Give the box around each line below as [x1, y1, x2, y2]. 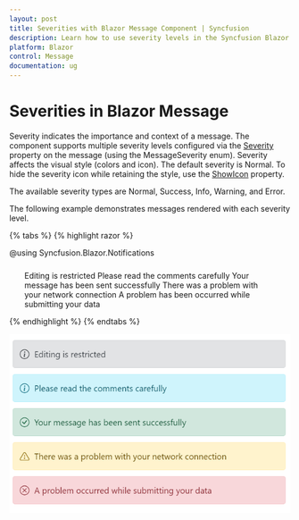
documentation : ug [9, 62, 78, 71]
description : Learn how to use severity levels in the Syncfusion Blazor [9, 33, 290, 42]
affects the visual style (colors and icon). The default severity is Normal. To [9, 159, 286, 170]
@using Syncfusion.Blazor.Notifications [9, 247, 154, 258]
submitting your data [24, 298, 101, 309]
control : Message [9, 52, 74, 62]
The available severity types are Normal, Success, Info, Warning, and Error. [9, 186, 286, 197]
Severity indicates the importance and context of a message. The [9, 130, 250, 141]
